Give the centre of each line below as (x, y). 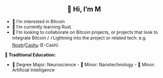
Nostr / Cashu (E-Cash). (36, 45)
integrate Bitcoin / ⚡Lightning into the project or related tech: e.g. (79, 38)
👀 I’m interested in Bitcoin (38, 21)
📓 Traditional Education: (30, 55)
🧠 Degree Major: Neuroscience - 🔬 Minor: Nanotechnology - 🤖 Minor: (84, 64)
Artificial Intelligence (33, 70)
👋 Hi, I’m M (84, 9)
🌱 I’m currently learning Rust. (42, 27)
